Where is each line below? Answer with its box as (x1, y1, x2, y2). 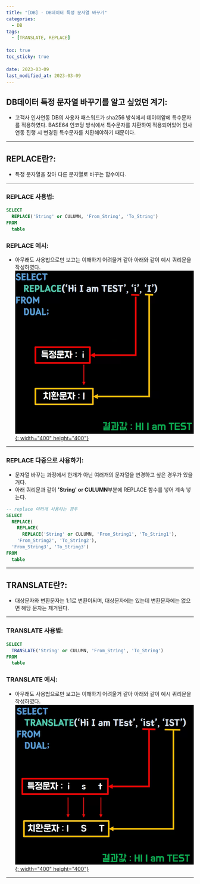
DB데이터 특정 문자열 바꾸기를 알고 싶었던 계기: (6, 97, 168, 107)
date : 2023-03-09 (6, 66, 49, 72)
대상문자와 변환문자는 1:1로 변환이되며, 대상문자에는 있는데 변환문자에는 (14, 597, 180, 604)
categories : (6, 16, 36, 22)
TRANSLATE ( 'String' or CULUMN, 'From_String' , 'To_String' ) (11, 647, 164, 653)
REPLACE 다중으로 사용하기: (6, 456, 84, 465)
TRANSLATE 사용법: (6, 627, 64, 635)
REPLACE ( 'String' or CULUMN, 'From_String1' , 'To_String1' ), (21, 532, 177, 538)
